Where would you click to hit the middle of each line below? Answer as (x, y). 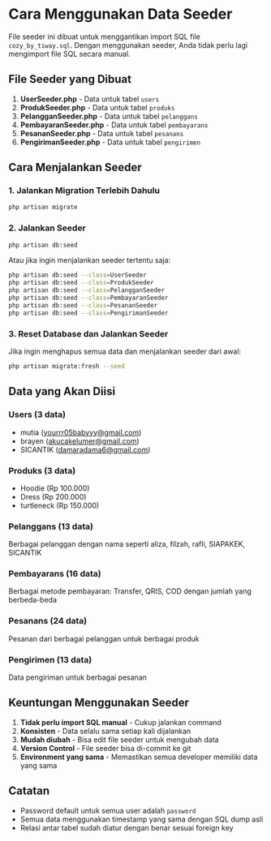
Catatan (29, 791)
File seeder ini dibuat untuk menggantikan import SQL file (105, 36)
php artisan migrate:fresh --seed (67, 367)
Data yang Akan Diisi (62, 391)
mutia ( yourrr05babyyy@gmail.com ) (81, 432)
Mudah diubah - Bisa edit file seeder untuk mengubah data (119, 740)
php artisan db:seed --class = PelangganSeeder (86, 290)
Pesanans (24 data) (48, 621)
